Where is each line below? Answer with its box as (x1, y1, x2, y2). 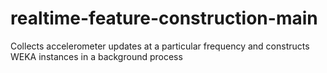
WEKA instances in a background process (10, 50, 183, 62)
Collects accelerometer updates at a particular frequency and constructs (10, 40, 310, 52)
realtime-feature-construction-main (10, 7, 318, 30)
